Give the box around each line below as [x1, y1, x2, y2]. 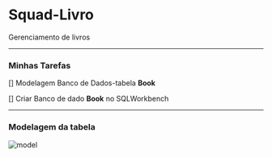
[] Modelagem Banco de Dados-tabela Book [8, 78, 156, 88]
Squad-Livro [8, 6, 95, 24]
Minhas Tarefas [8, 60, 71, 71]
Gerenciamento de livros [8, 32, 91, 42]
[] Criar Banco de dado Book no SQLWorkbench [8, 94, 169, 104]
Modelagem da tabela [8, 122, 96, 133]
